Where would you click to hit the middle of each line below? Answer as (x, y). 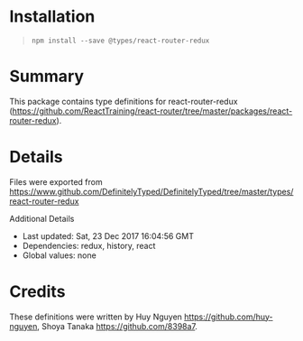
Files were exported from (56, 181)
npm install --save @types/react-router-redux (120, 41)
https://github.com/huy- (229, 317)
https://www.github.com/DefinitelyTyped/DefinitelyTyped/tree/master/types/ (151, 191)
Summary (46, 76)
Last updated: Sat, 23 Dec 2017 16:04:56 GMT (108, 235)
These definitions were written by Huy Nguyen (96, 317)
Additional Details (42, 218)
